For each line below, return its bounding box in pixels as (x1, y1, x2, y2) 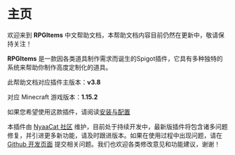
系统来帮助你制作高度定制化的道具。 (7, 63, 112, 71)
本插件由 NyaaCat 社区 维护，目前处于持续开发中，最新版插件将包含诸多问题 (7, 122, 228, 131)
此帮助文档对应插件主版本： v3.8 (7, 77, 101, 86)
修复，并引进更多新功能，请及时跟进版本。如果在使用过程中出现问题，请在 (7, 131, 222, 140)
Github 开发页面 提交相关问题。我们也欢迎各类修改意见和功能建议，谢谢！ (7, 140, 221, 148)
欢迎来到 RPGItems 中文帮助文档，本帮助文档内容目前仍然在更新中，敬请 (7, 31, 219, 39)
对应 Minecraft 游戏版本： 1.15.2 (7, 92, 98, 101)
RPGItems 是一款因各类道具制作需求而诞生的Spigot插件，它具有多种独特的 (7, 54, 223, 63)
